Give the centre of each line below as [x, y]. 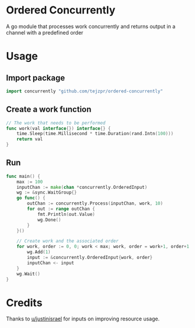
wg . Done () [49, 220]
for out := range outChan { [61, 209]
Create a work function [49, 110]
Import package [36, 77]
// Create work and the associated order [67, 241]
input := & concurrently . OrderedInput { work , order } [90, 258]
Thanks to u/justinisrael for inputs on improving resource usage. [83, 319]
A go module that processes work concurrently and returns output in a [91, 26]
